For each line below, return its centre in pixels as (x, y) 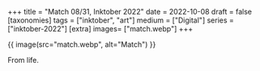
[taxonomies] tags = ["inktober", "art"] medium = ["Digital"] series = (121, 20)
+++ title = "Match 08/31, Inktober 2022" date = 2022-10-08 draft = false (130, 12)
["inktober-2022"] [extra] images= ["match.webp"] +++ (100, 29)
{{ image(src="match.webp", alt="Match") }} (82, 44)
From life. (23, 60)
